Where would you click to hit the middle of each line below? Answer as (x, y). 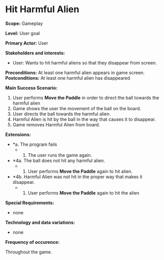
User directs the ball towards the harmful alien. (61, 114)
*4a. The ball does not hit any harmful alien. (59, 160)
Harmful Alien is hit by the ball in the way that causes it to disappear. (84, 119)
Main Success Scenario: (31, 88)
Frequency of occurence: (32, 242)
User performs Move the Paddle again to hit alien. (80, 171)
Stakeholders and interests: (35, 53)
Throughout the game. (29, 252)
